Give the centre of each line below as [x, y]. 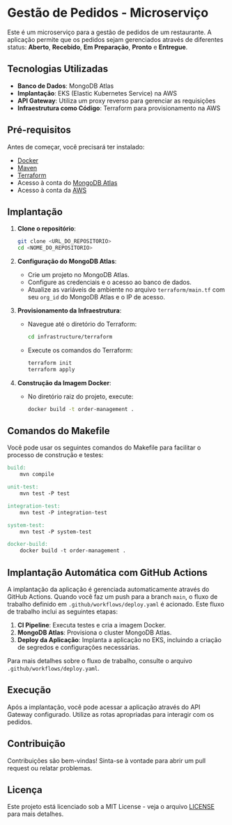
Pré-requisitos [39, 130]
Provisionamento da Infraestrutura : [69, 311]
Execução [29, 690]
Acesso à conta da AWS [52, 190]
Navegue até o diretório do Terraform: [82, 324]
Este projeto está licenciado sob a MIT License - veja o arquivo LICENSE [111, 807]
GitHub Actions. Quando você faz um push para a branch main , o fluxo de [113, 597]
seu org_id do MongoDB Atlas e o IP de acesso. [96, 297]
